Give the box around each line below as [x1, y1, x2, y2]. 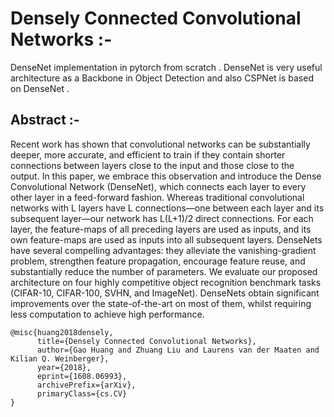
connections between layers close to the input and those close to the [10, 159, 295, 171]
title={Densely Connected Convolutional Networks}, [36, 336, 257, 346]
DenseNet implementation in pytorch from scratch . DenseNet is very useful [10, 61, 323, 73]
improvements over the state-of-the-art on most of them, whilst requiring [10, 297, 312, 309]
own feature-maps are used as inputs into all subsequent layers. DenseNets [10, 233, 323, 246]
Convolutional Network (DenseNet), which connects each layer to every [10, 180, 307, 192]
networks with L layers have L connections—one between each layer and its [10, 202, 325, 214]
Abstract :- [10, 112, 80, 129]
